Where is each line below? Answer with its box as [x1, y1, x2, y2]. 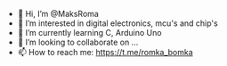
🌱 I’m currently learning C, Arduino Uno [17, 28, 162, 37]
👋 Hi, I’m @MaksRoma [17, 9, 100, 19]
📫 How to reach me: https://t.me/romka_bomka [17, 47, 193, 57]
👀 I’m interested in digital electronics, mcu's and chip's [17, 18, 218, 29]
